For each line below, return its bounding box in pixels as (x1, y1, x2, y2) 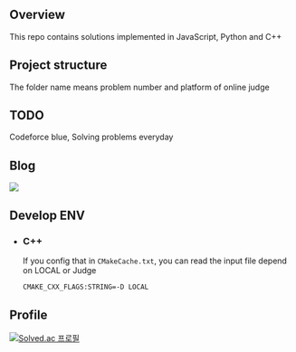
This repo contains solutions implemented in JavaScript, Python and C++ (9, 31, 282, 42)
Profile (9, 308, 48, 323)
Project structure (9, 58, 108, 73)
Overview (9, 7, 66, 23)
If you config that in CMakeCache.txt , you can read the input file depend (22, 255, 288, 266)
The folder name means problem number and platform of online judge (9, 81, 270, 92)
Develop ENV (9, 207, 86, 223)
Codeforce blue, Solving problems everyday (9, 131, 174, 143)
